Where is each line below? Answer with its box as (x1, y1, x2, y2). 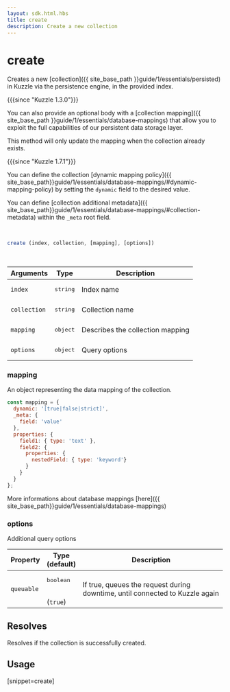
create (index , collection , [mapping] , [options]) (7, 240, 155, 247)
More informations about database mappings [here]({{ (7, 494, 160, 503)
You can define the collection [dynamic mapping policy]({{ (7, 171, 172, 179)
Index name (81, 284, 120, 294)
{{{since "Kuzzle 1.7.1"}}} (7, 157, 77, 165)
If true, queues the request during (82, 579, 191, 589)
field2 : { (19, 443, 48, 450)
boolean (47, 577, 71, 584)
